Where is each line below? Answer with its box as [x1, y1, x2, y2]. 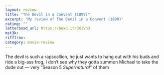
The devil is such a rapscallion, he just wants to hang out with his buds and [5, 53, 160, 59]
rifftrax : [5, 35, 26, 40]
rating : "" [5, 21, 28, 26]
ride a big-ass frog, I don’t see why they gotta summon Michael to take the [5, 58, 159, 65]
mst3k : [5, 30, 19, 35]
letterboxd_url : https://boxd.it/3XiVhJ [5, 26, 91, 31]
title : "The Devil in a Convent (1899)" [5, 12, 91, 17]
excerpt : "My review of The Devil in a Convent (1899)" [5, 16, 124, 21]
